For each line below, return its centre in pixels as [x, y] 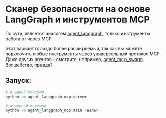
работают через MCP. [29, 39]
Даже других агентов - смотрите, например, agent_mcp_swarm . [75, 59]
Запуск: [18, 80]
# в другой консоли [26, 106]
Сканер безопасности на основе [78, 9]
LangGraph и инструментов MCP [78, 19]
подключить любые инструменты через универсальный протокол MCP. [83, 54]
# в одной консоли [25, 92]
